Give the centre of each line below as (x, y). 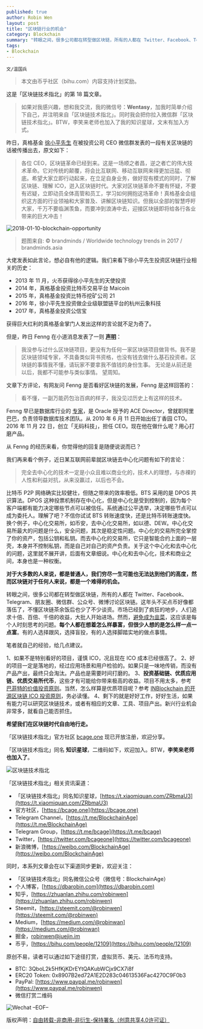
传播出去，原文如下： (43, 150)
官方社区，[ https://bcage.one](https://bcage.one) (77, 809)
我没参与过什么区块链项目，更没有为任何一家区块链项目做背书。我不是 (108, 349)
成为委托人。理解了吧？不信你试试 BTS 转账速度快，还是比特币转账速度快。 (100, 515)
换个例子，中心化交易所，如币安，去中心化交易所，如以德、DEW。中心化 (97, 523)
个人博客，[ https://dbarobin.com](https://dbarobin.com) (85, 887)
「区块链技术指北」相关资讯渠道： (49, 783)
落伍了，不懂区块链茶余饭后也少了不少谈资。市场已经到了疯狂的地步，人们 (99, 609)
